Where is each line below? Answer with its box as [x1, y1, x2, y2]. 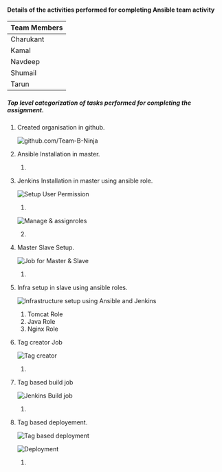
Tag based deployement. [16, 418, 88, 427]
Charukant [10, 34, 45, 44]
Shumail [10, 68, 36, 78]
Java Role [27, 318, 56, 326]
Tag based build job [16, 378, 74, 387]
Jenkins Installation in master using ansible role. [16, 176, 153, 185]
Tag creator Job [16, 338, 63, 347]
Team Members [10, 23, 63, 32]
